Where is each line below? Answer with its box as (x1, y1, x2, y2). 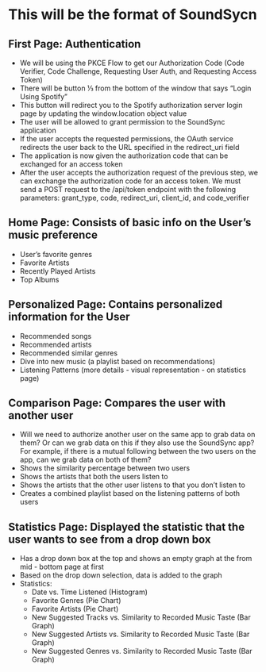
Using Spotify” (19, 92, 67, 101)
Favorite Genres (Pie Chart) (31, 596, 121, 605)
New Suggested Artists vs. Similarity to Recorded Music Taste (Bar (31, 629, 250, 639)
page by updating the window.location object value (19, 109, 187, 118)
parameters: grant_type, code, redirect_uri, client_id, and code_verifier (19, 193, 250, 202)
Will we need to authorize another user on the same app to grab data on (19, 430, 256, 440)
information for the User (8, 310, 130, 324)
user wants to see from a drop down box (8, 532, 211, 546)
